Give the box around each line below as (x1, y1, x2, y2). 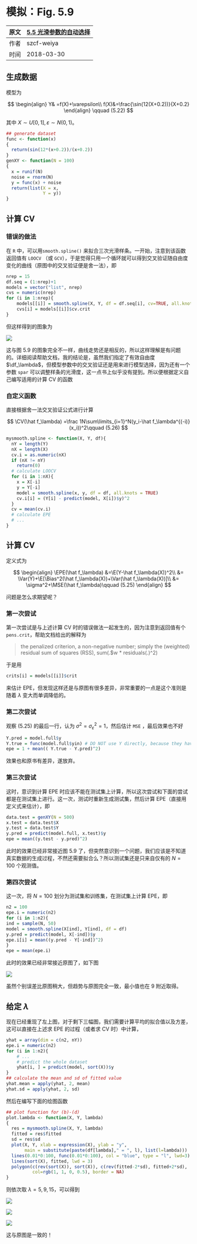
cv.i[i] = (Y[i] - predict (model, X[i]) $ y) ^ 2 (16, 495, 130, 501)
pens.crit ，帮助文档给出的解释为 (6, 631, 87, 638)
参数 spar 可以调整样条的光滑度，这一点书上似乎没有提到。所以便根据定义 (6, 368, 184, 375)
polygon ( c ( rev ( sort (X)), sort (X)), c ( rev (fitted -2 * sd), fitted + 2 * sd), (11, 1164, 188, 1170)
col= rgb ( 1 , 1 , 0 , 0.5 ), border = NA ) (32, 1169, 125, 1175)
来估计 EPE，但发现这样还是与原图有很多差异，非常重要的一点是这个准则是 (6, 684, 186, 691)
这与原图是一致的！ (6, 1232, 53, 1239)
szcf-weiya (26, 39, 59, 47)
